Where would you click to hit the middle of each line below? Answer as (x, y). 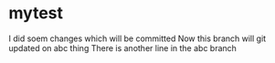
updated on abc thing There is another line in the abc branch (122, 47)
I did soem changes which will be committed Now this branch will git (137, 38)
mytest (36, 13)
